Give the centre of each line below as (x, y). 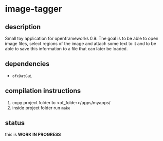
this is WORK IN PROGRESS (33, 135)
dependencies (27, 64)
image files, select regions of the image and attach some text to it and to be (81, 44)
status (15, 123)
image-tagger (34, 9)
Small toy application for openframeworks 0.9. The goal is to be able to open (82, 38)
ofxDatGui (22, 76)
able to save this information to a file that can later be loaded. (66, 49)
